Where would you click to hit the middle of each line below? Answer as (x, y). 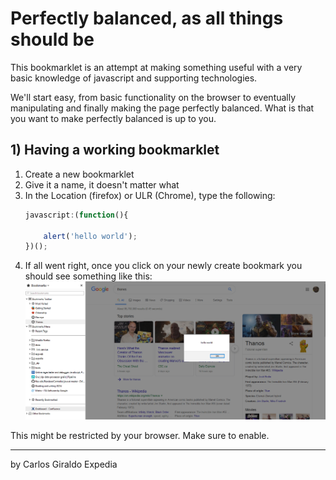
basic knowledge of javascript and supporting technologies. (134, 78)
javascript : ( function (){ (76, 215)
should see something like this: (88, 276)
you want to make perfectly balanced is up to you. (113, 118)
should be (52, 39)
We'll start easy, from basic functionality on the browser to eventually (153, 97)
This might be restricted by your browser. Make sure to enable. (140, 436)
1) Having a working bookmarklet (115, 150)
